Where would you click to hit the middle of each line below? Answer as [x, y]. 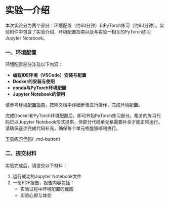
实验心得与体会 [36, 195]
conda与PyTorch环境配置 [39, 88]
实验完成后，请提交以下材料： [36, 166]
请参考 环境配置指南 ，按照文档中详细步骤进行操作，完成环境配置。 [74, 105]
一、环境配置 [21, 52]
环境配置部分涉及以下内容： [34, 64]
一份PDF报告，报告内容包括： [44, 182]
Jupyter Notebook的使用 [39, 94]
